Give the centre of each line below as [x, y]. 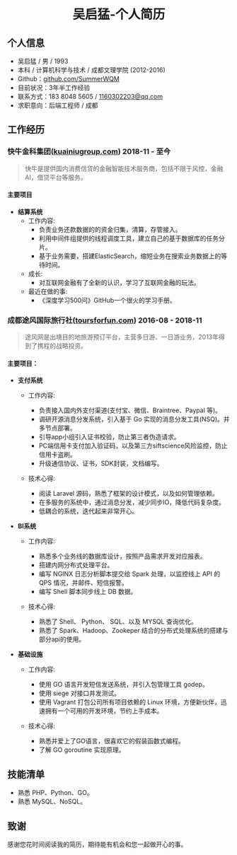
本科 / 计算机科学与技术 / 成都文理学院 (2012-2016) [92, 70]
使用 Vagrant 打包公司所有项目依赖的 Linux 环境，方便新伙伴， [130, 702]
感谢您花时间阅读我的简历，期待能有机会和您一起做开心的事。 [97, 844]
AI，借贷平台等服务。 [56, 177]
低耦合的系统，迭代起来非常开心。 [88, 511]
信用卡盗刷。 [57, 455]
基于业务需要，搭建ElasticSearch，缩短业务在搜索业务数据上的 [130, 256]
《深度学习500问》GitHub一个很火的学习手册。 [108, 300]
